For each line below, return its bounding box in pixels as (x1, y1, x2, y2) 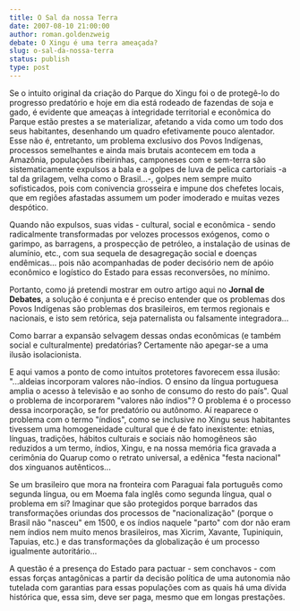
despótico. (9, 202, 49, 212)
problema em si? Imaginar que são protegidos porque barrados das (9, 498, 258, 509)
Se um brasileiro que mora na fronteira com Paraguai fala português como (9, 478, 284, 489)
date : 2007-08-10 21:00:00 (9, 22, 110, 30)
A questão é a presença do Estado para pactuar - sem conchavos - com (9, 563, 276, 573)
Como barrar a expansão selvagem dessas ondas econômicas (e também (9, 330, 282, 340)
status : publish (9, 55, 70, 64)
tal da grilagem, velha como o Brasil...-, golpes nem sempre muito (9, 173, 253, 184)
